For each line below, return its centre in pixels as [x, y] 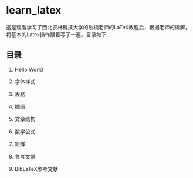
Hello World [29, 69]
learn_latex [34, 10]
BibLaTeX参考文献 [36, 169]
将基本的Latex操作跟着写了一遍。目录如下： [59, 34]
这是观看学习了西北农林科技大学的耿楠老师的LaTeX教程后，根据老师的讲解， [98, 27]
